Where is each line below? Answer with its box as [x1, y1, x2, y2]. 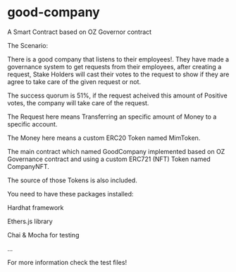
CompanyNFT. [7, 162, 49, 170]
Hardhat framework [7, 203, 64, 212]
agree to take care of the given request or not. [7, 77, 142, 85]
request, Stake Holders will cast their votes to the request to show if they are [7, 70, 230, 78]
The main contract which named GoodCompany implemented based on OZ [7, 147, 225, 155]
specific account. [7, 119, 58, 128]
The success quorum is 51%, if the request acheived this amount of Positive [7, 91, 228, 100]
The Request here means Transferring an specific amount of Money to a [7, 112, 217, 121]
